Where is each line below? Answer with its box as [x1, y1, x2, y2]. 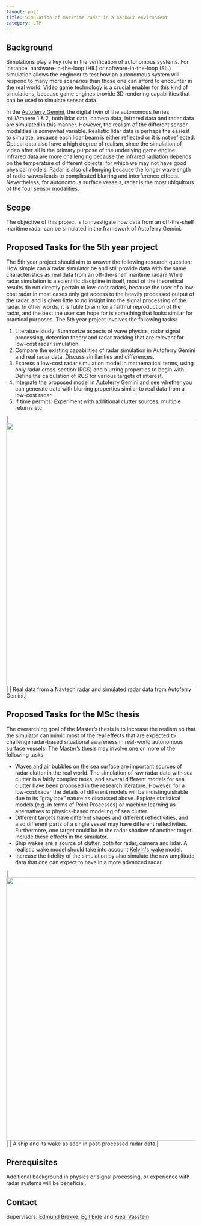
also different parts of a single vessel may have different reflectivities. [14, 820, 188, 828]
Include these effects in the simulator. [14, 833, 108, 840]
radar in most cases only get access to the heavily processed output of [18, 290, 195, 297]
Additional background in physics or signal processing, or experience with [6, 1173, 190, 1180]
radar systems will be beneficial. [6, 1180, 87, 1187]
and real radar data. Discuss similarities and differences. [14, 353, 155, 360]
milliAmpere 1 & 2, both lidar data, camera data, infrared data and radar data [6, 115, 194, 122]
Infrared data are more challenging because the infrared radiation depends [6, 153, 192, 160]
